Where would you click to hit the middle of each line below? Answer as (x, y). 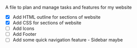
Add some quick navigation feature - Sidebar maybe (68, 40)
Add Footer (25, 34)
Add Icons (24, 29)
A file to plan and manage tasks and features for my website (68, 7)
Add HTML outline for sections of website (56, 17)
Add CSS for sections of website (47, 23)
